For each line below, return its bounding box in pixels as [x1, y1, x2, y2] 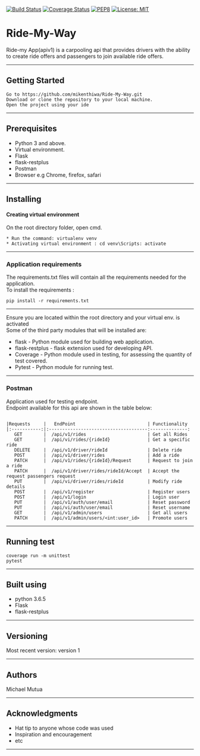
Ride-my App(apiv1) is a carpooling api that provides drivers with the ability [6, 46, 190, 53]
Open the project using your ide [6, 102, 89, 107]
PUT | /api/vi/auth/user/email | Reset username [14, 505, 190, 511]
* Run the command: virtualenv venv [6, 236, 97, 242]
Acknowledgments [6, 708, 79, 719]
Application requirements [6, 260, 82, 269]
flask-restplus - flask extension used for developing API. [14, 345, 153, 352]
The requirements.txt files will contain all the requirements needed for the [6, 273, 186, 281]
